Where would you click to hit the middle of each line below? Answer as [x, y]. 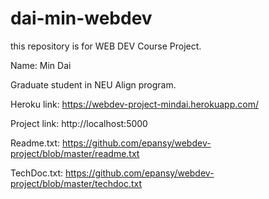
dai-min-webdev [81, 18]
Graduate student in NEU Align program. [93, 84]
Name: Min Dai [41, 65]
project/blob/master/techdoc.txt [76, 183]
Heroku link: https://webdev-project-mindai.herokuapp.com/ [134, 104]
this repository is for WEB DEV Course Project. [106, 46]
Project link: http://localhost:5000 [79, 123]
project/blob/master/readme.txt [75, 153]
